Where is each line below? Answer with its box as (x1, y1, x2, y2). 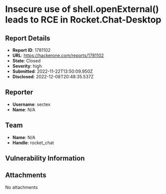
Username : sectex (12, 101, 51, 107)
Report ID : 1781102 (12, 47, 51, 53)
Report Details (5, 34, 51, 42)
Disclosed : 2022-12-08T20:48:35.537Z (12, 74, 94, 79)
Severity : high (12, 63, 42, 69)
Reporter (5, 88, 33, 97)
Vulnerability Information (5, 154, 85, 163)
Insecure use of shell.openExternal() (5, 3, 159, 15)
